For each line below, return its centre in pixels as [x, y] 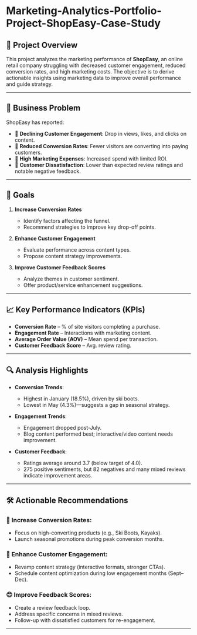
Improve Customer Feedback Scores [60, 267]
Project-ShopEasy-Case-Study [84, 23]
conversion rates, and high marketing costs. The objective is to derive [90, 71]
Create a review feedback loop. [52, 607]
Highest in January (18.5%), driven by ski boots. [81, 399]
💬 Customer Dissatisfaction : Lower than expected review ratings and [99, 165]
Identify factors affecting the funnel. [67, 220]
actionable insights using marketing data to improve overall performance [94, 78]
